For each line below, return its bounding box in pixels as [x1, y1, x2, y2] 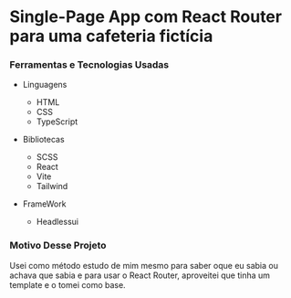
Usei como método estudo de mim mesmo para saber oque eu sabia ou [9, 260, 278, 271]
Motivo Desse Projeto [9, 239, 107, 252]
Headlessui [36, 217, 79, 228]
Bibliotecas [22, 134, 66, 145]
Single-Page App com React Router [9, 6, 283, 27]
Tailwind [36, 181, 68, 192]
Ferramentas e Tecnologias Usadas [9, 59, 170, 71]
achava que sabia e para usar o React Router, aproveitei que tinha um [9, 270, 271, 281]
